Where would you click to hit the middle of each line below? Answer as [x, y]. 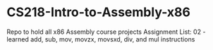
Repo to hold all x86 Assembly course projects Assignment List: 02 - [106, 32]
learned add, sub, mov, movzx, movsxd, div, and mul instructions [101, 39]
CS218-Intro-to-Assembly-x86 [99, 12]
